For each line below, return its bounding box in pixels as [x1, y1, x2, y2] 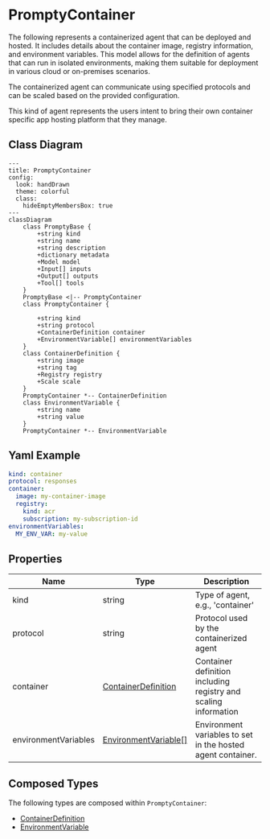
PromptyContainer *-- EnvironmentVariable [22, 426, 167, 435]
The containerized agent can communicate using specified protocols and [8, 82, 251, 92]
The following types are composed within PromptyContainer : [8, 798, 207, 808]
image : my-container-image [15, 492, 106, 500]
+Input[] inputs [37, 265, 92, 273]
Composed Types [8, 776, 99, 790]
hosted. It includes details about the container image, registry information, [8, 40, 254, 50]
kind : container [8, 470, 63, 478]
